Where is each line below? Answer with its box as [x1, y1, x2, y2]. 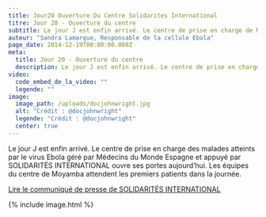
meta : [8, 48, 26, 56]
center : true [15, 122, 59, 130]
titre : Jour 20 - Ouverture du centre [8, 19, 136, 27]
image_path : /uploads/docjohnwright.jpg [15, 100, 150, 108]
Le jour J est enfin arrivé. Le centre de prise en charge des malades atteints [8, 143, 256, 153]
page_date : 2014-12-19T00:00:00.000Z [8, 41, 133, 49]
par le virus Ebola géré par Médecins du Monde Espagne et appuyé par [8, 152, 241, 162]
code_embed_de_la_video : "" [15, 78, 108, 86]
